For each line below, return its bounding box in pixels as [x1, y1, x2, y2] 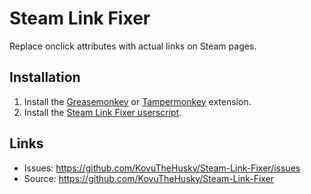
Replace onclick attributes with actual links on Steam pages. [9, 40, 257, 52]
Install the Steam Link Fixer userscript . [23, 106, 182, 118]
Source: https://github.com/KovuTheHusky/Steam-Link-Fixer [23, 172, 275, 184]
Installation [9, 69, 81, 86]
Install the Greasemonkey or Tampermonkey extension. [23, 95, 252, 107]
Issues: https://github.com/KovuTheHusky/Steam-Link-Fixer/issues [23, 162, 301, 174]
